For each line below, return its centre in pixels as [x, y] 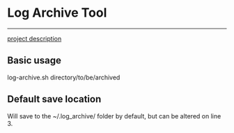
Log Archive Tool [57, 13]
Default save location [54, 99]
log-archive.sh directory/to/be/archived [64, 77]
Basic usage [34, 61]
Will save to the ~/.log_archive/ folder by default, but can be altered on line [114, 116]
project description [34, 38]
